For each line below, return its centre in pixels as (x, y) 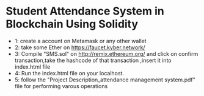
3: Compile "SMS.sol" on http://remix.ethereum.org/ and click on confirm (106, 53)
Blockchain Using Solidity (72, 24)
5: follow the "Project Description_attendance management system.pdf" (105, 80)
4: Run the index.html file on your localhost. (69, 73)
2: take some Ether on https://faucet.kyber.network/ (80, 47)
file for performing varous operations (61, 86)
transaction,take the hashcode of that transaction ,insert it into (93, 60)
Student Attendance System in (85, 11)
